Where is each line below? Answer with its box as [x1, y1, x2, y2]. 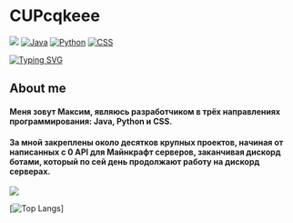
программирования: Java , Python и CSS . [9, 116, 173, 127]
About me [9, 81, 66, 96]
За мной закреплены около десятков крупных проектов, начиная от [9, 137, 284, 147]
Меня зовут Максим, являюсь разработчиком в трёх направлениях [9, 106, 280, 117]
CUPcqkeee [9, 5, 100, 26]
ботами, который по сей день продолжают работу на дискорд [9, 156, 260, 167]
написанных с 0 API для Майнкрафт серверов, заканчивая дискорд [9, 147, 281, 157]
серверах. [9, 166, 51, 177]
